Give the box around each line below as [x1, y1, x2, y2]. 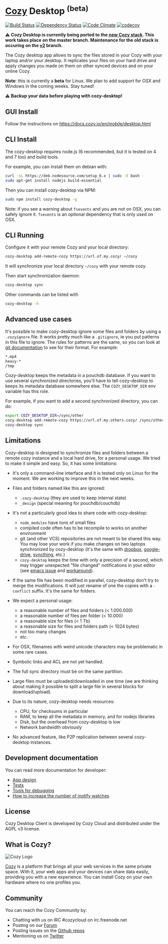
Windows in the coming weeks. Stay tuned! [5, 83, 94, 89]
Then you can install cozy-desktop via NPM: [5, 187, 96, 193]
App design [12, 777, 36, 783]
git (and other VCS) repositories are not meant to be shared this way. [19, 535, 162, 541]
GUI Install [5, 107, 38, 116]
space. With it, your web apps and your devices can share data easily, [5, 869, 149, 875]
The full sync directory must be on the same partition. [12, 668, 123, 674]
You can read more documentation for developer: [5, 767, 107, 773]
